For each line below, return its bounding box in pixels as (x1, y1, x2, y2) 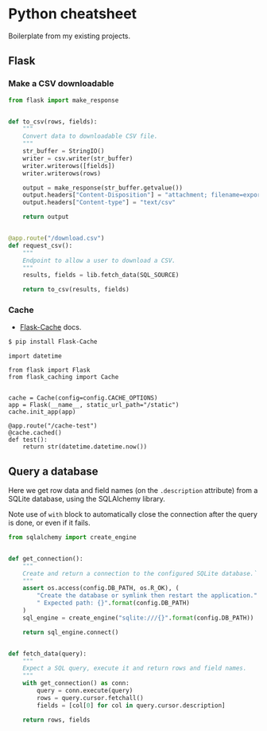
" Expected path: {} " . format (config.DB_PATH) (37, 599, 191, 608)
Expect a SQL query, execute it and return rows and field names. (22, 664, 247, 673)
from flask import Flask (8, 366, 91, 374)
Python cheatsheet (8, 5, 137, 23)
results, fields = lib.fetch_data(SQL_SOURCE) (22, 272, 180, 279)
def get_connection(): (8, 554, 83, 562)
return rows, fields (22, 716, 91, 724)
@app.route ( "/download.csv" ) (8, 234, 105, 242)
